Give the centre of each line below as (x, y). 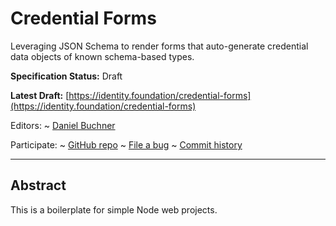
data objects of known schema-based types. (102, 56)
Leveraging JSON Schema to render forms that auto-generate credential (159, 46)
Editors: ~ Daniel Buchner (63, 125)
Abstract (38, 185)
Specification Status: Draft (66, 76)
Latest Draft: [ (40, 95)
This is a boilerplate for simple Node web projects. (114, 209)
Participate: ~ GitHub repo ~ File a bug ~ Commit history (126, 144)
